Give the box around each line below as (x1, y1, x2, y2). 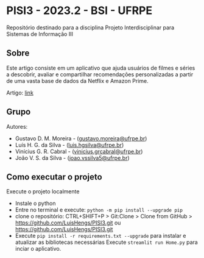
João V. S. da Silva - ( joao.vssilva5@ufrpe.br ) (15, 154, 130, 162)
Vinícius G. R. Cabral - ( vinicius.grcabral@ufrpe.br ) (15, 148, 143, 155)
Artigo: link (6, 89, 33, 96)
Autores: (6, 123, 28, 130)
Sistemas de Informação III (6, 30, 73, 37)
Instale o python (15, 199, 56, 207)
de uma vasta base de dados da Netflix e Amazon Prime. (6, 77, 149, 84)
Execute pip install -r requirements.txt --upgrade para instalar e (15, 232, 186, 240)
